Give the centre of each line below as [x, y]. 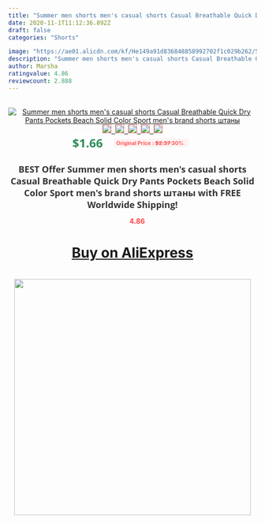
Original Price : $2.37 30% [149, 143]
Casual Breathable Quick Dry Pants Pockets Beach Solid [132, 181]
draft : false [30, 30]
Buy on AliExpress [132, 253]
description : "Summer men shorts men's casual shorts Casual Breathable [130, 59]
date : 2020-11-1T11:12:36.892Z [60, 23]
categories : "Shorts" [44, 37]
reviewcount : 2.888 [40, 81]
